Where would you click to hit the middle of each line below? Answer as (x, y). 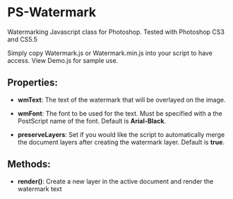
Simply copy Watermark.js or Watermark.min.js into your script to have (110, 53)
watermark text (40, 188)
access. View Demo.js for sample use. (63, 60)
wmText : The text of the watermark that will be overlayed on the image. (121, 99)
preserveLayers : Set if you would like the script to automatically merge (121, 134)
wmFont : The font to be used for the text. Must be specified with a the (120, 113)
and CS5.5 (22, 39)
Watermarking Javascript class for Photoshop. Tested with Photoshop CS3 (116, 32)
